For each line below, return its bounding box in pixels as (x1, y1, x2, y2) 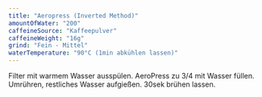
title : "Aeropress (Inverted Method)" (8, 11, 139, 20)
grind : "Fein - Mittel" (8, 42, 89, 50)
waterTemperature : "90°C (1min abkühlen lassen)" (8, 49, 179, 57)
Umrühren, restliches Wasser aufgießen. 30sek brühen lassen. (8, 79, 216, 89)
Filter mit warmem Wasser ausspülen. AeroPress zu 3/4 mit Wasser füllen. (8, 71, 256, 80)
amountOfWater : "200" (8, 19, 81, 27)
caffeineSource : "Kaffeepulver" (8, 26, 117, 34)
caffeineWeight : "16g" (8, 34, 85, 42)
